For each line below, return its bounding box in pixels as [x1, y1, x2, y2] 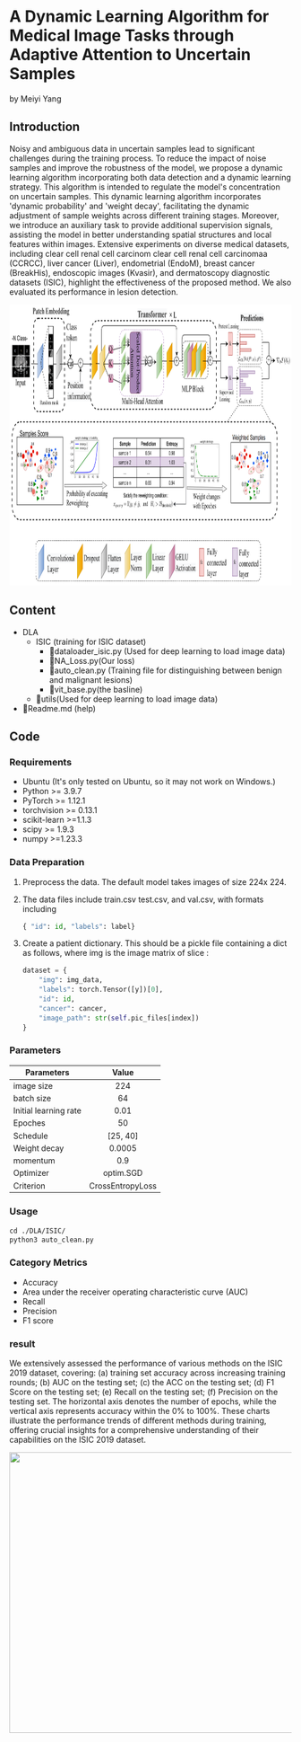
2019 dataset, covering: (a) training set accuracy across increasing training [9, 1367, 286, 1378]
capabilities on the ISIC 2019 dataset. [9, 1434, 146, 1445]
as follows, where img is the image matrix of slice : [21, 948, 209, 959]
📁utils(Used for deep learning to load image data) [35, 694, 218, 704]
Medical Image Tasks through [9, 25, 235, 46]
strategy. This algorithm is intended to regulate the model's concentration [9, 181, 280, 192]
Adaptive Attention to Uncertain [9, 45, 251, 65]
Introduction [9, 119, 81, 135]
